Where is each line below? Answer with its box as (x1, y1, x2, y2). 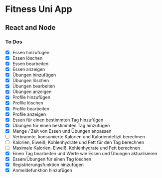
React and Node (5, 23, 56, 32)
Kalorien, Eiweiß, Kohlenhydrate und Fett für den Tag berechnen (12, 139, 145, 145)
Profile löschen (12, 100, 44, 106)
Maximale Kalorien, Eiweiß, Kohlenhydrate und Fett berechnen (12, 145, 141, 151)
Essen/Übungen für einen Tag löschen (12, 156, 92, 162)
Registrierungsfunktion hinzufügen (12, 162, 84, 168)
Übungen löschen (12, 78, 49, 84)
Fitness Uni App (5, 3, 72, 15)
